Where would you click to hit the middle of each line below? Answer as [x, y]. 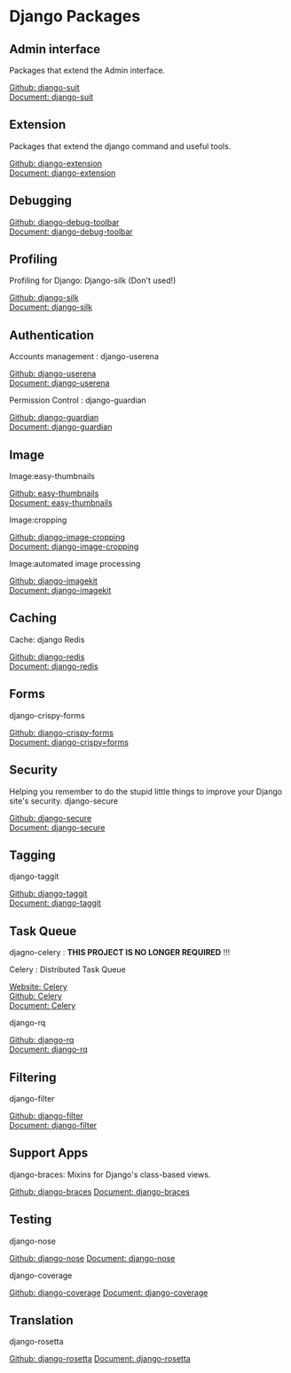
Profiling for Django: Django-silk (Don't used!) [93, 280]
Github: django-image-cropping [67, 537]
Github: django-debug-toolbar [64, 222]
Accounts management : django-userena [84, 357]
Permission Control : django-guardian [78, 400]
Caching [33, 618]
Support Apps [49, 1153]
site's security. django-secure [63, 801]
